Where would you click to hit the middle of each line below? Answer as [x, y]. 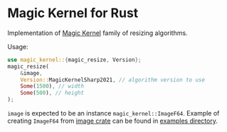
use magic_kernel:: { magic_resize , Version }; [74, 60]
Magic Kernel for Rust [73, 13]
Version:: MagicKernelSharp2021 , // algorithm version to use [112, 80]
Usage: [18, 46]
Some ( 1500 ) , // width [52, 86]
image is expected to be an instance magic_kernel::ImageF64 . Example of [114, 113]
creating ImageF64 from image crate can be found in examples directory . [113, 121]
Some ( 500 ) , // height [52, 93]
